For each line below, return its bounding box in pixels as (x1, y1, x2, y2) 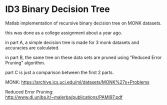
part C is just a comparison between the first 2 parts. (5, 69, 114, 75)
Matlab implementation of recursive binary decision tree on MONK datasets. (5, 20, 162, 26)
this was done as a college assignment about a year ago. (5, 29, 122, 35)
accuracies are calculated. (5, 44, 60, 50)
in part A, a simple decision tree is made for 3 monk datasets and (5, 39, 139, 45)
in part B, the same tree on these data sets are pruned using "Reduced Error (5, 54, 162, 60)
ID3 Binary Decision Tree (5, 3, 110, 15)
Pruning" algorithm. (5, 59, 45, 65)
